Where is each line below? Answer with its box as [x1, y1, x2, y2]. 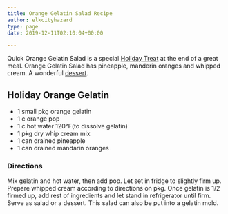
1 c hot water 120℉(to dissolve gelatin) [17, 122, 128, 130]
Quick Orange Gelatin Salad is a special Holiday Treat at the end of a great [7, 55, 219, 63]
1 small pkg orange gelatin [17, 108, 92, 116]
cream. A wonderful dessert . [7, 69, 88, 77]
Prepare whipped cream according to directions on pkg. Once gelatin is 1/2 [7, 184, 220, 193]
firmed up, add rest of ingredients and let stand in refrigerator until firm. [7, 191, 211, 200]
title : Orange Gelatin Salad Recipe [7, 10, 113, 17]
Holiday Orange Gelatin [7, 89, 109, 101]
